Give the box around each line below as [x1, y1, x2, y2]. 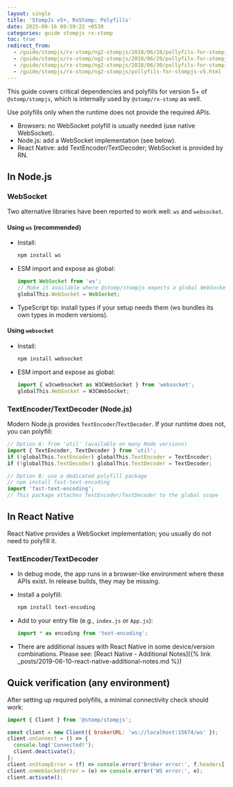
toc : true [7, 36, 36, 43]
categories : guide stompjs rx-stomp [7, 29, 113, 37]
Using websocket [7, 326, 54, 335]
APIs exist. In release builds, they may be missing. [17, 577, 160, 585]
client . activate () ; [7, 774, 64, 781]
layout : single [7, 10, 51, 17]
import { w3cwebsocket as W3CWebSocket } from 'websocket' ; [17, 381, 195, 388]
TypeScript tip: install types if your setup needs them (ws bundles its [17, 303, 214, 312]
